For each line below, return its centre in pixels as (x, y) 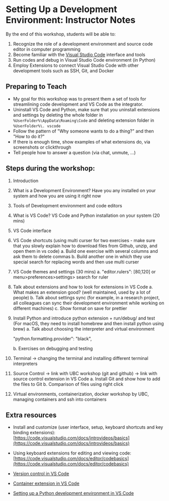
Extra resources (31, 415)
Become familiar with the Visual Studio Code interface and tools (79, 55)
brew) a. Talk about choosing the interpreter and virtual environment (84, 329)
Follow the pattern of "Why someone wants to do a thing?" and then (83, 131)
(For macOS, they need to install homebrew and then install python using (88, 323)
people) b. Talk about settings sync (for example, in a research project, (86, 297)
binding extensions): (34, 433)
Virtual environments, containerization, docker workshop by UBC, (81, 394)
